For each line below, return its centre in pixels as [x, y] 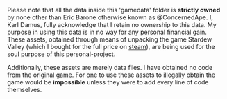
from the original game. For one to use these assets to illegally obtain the [111, 75]
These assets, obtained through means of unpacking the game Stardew [110, 39]
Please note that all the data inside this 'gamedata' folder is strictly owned [114, 10]
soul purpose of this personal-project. [61, 54]
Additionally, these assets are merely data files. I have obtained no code [110, 67]
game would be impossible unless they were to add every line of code [108, 82]
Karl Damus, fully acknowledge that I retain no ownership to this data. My [112, 25]
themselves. [25, 90]
